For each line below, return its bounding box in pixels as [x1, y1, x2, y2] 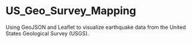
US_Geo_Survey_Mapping [5, 4, 136, 18]
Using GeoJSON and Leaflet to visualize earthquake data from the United [5, 24, 186, 31]
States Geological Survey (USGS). [5, 29, 89, 37]
